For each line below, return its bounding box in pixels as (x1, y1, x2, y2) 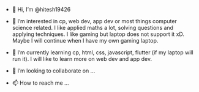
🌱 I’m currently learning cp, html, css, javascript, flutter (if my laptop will (12, 49, 194, 56)
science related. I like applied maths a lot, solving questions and (12, 24, 173, 31)
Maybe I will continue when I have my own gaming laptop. (12, 37, 159, 44)
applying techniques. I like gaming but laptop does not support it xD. (12, 30, 185, 38)
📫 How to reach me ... (12, 79, 69, 87)
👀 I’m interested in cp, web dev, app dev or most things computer (12, 18, 178, 24)
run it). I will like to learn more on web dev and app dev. (12, 55, 152, 62)
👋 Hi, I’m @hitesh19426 (12, 6, 71, 13)
